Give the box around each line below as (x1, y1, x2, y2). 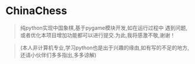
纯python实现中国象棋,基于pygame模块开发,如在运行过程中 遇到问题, (20, 24, 188, 31)
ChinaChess (5, 4, 68, 18)
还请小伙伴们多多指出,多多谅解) (20, 51, 97, 58)
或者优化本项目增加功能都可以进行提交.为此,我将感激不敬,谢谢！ (20, 31, 175, 39)
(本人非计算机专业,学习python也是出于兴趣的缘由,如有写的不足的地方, (20, 44, 189, 51)
